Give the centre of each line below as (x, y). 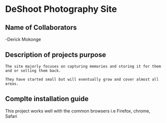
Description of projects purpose (56, 55)
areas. (12, 84)
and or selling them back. (33, 70)
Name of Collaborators (41, 28)
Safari (11, 116)
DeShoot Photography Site (61, 9)
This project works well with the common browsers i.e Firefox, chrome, (78, 111)
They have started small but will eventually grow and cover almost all (82, 79)
